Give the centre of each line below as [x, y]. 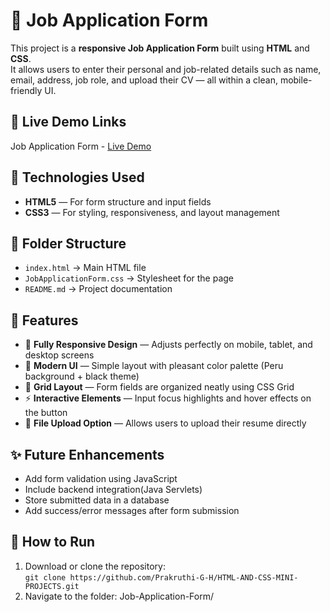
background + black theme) [82, 376]
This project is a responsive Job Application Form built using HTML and [160, 48]
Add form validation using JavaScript [101, 478]
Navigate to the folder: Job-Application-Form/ [119, 596]
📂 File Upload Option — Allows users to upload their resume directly [165, 423]
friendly [26, 90]
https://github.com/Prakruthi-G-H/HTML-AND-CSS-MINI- [184, 577]
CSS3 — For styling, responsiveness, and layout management [152, 212]
